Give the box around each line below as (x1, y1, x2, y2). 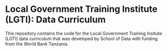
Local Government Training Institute (5, 3, 158, 15)
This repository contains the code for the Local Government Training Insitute (5, 30, 163, 36)
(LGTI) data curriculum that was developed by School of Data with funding (5, 36, 158, 42)
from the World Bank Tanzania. (5, 41, 69, 47)
